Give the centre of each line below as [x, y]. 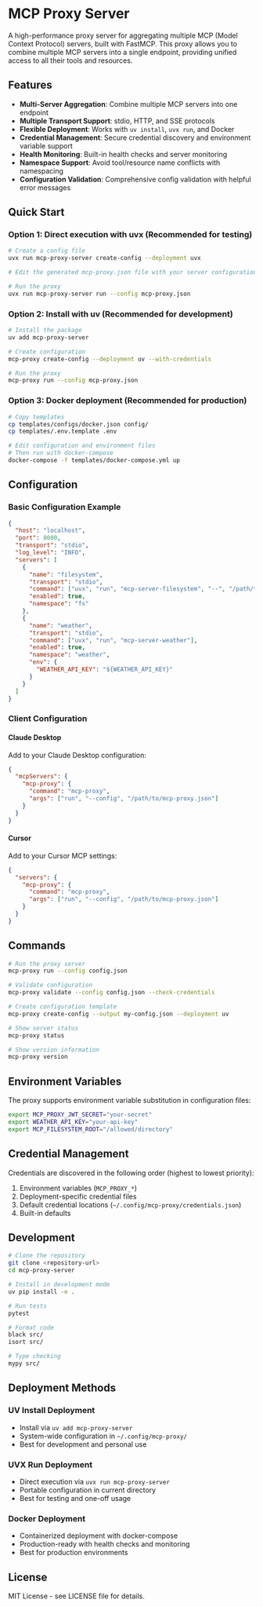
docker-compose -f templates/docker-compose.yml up [94, 460]
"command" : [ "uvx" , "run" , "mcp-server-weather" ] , [113, 640]
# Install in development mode [59, 1285]
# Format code [31, 1327]
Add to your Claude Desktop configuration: [77, 755]
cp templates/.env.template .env [63, 432]
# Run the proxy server [47, 964]
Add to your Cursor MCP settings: [63, 855]
